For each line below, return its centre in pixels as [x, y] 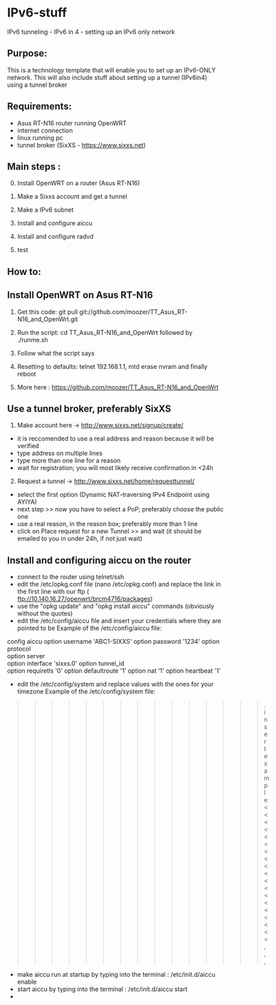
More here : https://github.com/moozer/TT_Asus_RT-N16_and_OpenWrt [118, 387]
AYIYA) [27, 502]
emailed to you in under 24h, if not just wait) [79, 538]
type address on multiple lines [60, 454]
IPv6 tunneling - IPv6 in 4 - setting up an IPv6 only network [91, 32]
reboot [26, 374]
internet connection [45, 130]
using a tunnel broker [37, 85]
